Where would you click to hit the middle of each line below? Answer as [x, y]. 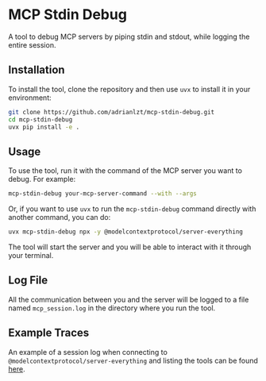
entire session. [32, 44]
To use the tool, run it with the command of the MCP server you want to [125, 171]
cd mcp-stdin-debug [40, 119]
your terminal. [31, 255]
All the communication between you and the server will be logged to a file [129, 299]
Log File [28, 281]
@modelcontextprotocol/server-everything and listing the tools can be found [133, 360]
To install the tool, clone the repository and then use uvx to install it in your [129, 89]
